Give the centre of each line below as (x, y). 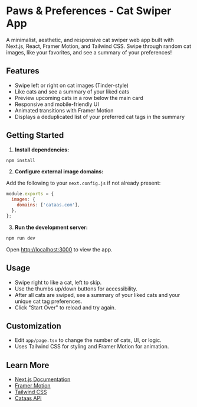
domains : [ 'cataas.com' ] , (49, 205)
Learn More (28, 365)
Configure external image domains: (59, 172)
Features (23, 71)
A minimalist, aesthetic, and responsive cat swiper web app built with (90, 40)
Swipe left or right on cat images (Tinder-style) (71, 85)
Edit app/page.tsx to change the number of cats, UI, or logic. (88, 340)
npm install (21, 160)
